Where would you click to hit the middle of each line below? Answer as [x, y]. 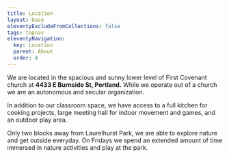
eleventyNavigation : [37, 39]
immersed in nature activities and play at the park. [78, 147]
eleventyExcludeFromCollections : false [64, 26]
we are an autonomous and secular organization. [76, 92]
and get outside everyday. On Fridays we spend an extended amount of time [115, 140]
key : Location [33, 45]
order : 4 [26, 58]
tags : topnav [26, 32]
